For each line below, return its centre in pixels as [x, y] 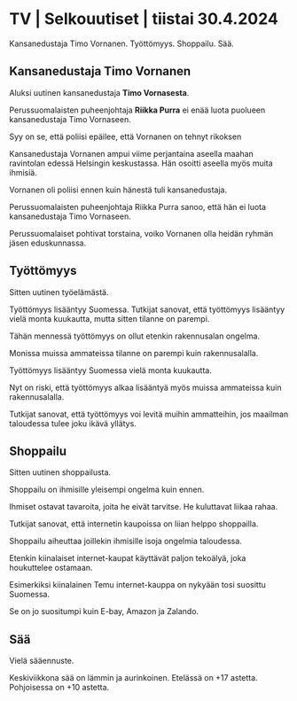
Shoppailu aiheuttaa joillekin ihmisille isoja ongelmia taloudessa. [125, 541]
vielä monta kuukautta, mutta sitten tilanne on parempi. [109, 318]
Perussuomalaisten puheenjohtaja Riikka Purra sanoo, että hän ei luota [138, 206]
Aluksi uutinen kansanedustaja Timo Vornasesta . [99, 92]
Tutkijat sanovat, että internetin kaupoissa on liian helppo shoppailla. [134, 524]
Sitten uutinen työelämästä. [59, 292]
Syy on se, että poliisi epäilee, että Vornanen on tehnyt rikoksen [125, 136]
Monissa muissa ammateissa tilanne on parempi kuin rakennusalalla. [134, 353]
